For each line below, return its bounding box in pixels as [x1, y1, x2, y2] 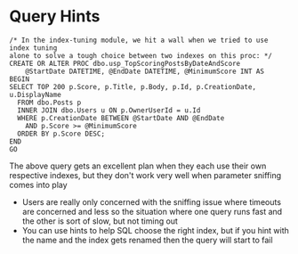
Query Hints [9, 6, 101, 27]
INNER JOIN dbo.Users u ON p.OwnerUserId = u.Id [17, 105, 201, 115]
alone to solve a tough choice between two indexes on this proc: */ [9, 51, 273, 60]
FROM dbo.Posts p [17, 98, 82, 107]
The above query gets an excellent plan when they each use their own [9, 160, 267, 171]
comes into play [9, 179, 68, 190]
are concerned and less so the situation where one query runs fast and [21, 206, 283, 217]
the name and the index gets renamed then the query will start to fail [21, 234, 273, 245]
